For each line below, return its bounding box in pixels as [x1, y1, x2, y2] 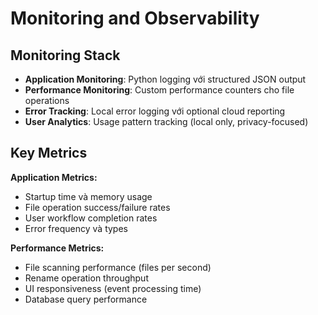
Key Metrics [10, 145, 88, 162]
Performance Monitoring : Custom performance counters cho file [24, 84, 295, 96]
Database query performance [24, 293, 148, 305]
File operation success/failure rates [24, 201, 171, 213]
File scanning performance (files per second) [24, 261, 212, 273]
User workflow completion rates [24, 212, 158, 224]
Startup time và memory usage [24, 190, 153, 202]
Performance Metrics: [10, 242, 105, 254]
